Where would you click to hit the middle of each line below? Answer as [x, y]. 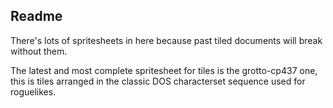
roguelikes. [33, 91]
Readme [36, 16]
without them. [39, 51]
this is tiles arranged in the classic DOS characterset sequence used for [158, 81]
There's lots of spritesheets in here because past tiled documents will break [166, 40]
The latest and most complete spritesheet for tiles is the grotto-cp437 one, [164, 70]
